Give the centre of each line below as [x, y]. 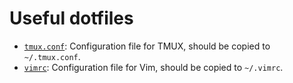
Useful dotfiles [71, 18]
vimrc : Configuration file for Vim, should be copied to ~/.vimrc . [153, 67]
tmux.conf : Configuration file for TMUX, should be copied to [147, 46]
